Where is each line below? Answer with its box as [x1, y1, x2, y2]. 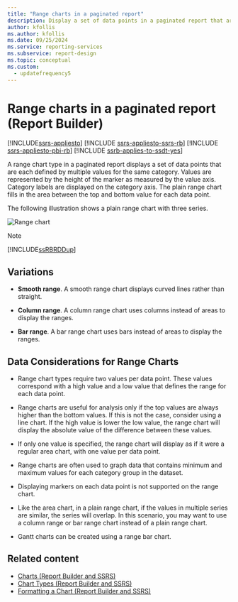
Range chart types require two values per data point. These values [17, 374, 212, 383]
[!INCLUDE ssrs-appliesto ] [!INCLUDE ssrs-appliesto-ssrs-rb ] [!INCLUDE [7, 139, 218, 148]
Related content [7, 553, 79, 565]
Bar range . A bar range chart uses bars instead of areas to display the [17, 327, 222, 336]
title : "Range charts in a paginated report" [7, 10, 144, 18]
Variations [7, 266, 55, 278]
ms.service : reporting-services [7, 43, 103, 50]
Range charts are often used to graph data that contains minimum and [17, 461, 222, 469]
